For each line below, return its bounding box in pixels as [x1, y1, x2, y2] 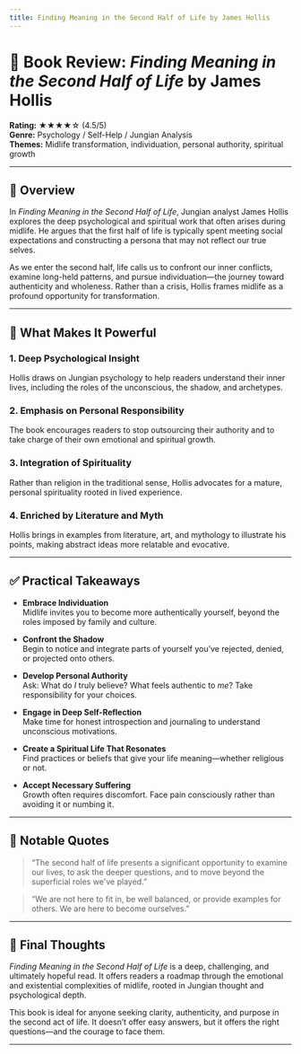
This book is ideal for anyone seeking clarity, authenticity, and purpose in [9, 1007, 279, 1018]
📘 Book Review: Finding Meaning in [9, 51, 276, 72]
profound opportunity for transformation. [9, 291, 160, 302]
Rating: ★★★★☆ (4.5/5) [9, 119, 107, 130]
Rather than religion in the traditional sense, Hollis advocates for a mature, [9, 477, 283, 487]
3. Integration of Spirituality [9, 457, 132, 470]
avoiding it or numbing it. [21, 798, 115, 809]
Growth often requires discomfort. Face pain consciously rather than [21, 789, 275, 800]
